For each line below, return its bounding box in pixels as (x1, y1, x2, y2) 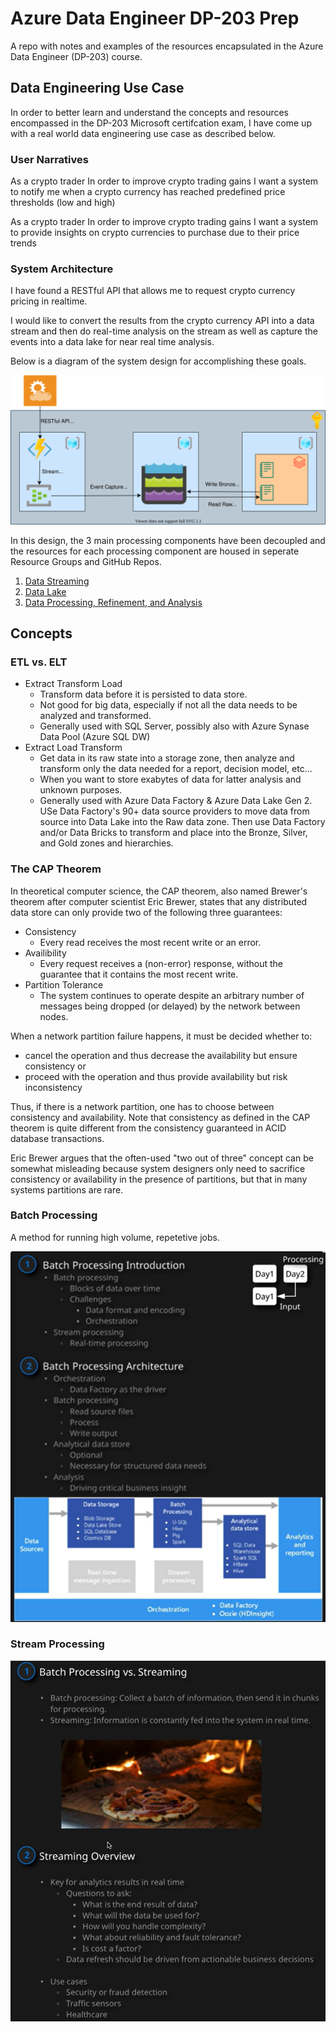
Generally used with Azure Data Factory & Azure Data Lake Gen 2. (39, 795, 313, 807)
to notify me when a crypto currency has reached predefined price (10, 186, 286, 198)
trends (10, 237, 38, 249)
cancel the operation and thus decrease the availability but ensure (24, 1049, 298, 1061)
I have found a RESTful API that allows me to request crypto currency (10, 285, 296, 297)
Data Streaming (24, 575, 90, 587)
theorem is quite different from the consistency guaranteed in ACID (10, 1122, 287, 1134)
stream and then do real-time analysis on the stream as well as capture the (10, 325, 318, 337)
